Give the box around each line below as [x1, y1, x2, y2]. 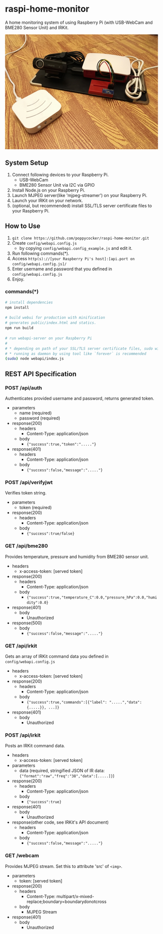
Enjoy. [12, 276, 25, 282]
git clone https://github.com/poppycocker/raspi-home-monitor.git [12, 236, 149, 241]
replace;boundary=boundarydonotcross [26, 899, 107, 904]
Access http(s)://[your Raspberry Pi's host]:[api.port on [12, 255, 135, 261]
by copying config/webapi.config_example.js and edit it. [19, 245, 132, 251]
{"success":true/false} [26, 531, 75, 536]
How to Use [5, 222, 41, 230]
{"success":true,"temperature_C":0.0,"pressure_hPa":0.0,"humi [26, 595, 157, 600]
